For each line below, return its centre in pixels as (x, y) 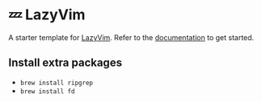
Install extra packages (65, 63)
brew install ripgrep (56, 83)
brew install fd (47, 91)
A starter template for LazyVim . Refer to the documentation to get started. (131, 37)
